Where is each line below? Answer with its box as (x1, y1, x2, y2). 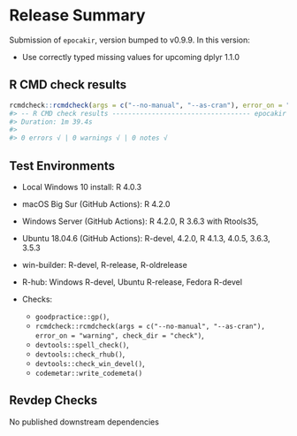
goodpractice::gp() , (34, 310, 110, 321)
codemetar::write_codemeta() (34, 369, 143, 378)
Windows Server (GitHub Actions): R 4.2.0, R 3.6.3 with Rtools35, (21, 216, 259, 226)
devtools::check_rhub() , (34, 348, 126, 359)
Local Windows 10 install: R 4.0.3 (21, 181, 142, 192)
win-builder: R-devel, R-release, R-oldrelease (21, 259, 187, 270)
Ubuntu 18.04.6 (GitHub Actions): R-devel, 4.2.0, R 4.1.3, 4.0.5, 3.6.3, (21, 233, 271, 243)
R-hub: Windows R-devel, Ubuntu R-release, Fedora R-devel (21, 276, 243, 287)
